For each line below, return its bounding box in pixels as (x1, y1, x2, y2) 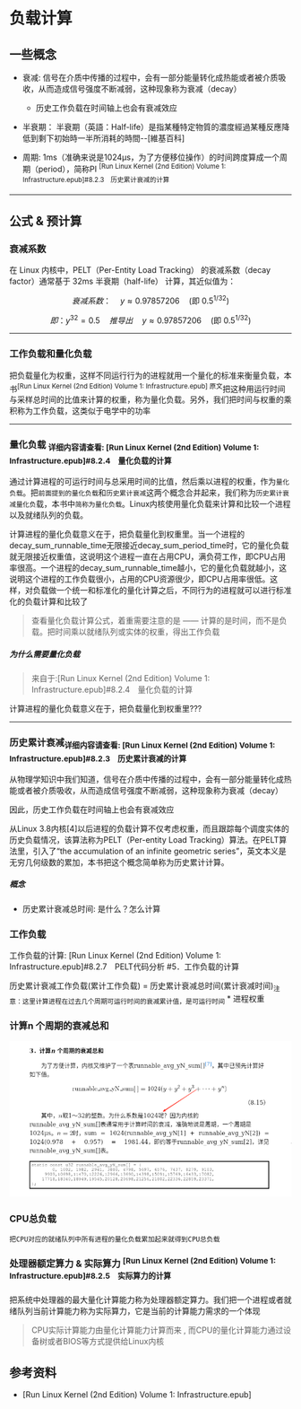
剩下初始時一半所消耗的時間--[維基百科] (38, 133, 185, 144)
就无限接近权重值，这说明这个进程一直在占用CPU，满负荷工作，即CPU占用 (9, 551, 287, 562)
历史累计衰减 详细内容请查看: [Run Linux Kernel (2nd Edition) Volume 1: (9, 736, 276, 750)
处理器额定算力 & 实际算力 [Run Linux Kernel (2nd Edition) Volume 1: (9, 1256, 276, 1270)
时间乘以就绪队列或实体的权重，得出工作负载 (55, 626, 220, 637)
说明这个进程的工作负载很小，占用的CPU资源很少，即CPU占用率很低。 (9, 573, 271, 584)
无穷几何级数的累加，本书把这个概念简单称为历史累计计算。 (9, 856, 229, 867)
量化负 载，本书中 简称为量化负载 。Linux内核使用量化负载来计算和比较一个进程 (15, 499, 291, 510)
